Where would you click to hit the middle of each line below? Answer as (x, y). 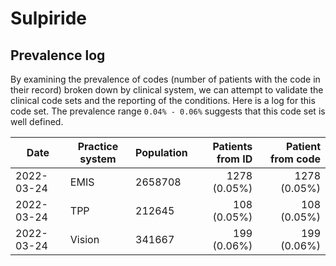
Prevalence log (58, 55)
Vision (84, 239)
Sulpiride (49, 18)
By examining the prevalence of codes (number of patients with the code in (165, 79)
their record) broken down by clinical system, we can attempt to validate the (167, 90)
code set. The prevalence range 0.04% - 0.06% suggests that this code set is (168, 111)
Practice (98, 146)
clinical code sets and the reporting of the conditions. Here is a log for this (163, 100)
